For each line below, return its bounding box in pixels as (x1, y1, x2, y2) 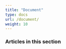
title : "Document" (5, 7, 43, 13)
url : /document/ (5, 17, 39, 22)
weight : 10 (5, 21, 28, 27)
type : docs (5, 12, 28, 17)
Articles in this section (5, 38, 61, 45)
